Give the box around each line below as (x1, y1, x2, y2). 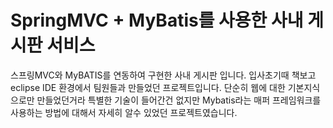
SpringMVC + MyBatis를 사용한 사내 (10, 9, 304, 32)
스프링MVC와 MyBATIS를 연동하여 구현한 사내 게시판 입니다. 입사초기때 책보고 (10, 69, 317, 81)
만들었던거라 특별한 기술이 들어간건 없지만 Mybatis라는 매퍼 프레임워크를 (36, 94, 322, 106)
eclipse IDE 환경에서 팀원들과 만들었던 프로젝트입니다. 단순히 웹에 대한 (10, 81, 286, 93)
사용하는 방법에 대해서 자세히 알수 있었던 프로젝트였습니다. (10, 106, 238, 118)
